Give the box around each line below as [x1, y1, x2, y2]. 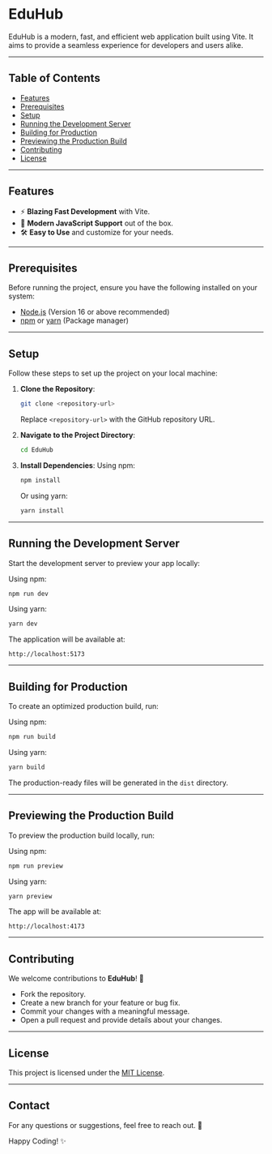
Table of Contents [8, 71, 101, 85]
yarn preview [8, 892, 53, 900]
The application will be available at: [8, 634, 125, 645]
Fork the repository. [19, 989, 87, 999]
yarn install [19, 506, 65, 515]
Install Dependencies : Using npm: [19, 460, 136, 470]
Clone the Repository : [19, 384, 96, 394]
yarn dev [8, 620, 38, 628]
